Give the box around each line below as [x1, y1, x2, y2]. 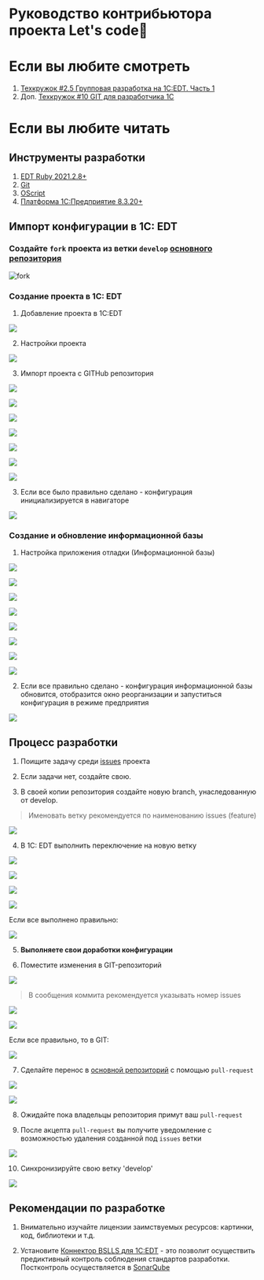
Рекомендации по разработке [9, 1201, 166, 1215]
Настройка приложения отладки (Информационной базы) [20, 548, 215, 558]
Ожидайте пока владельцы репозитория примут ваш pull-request [20, 1110, 243, 1119]
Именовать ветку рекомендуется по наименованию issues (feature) [27, 811, 257, 820]
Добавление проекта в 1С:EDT [20, 309, 123, 318]
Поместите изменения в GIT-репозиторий [20, 960, 162, 970]
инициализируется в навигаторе [20, 495, 130, 505]
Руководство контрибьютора [9, 5, 212, 23]
